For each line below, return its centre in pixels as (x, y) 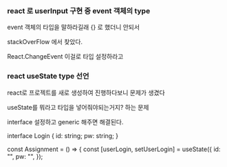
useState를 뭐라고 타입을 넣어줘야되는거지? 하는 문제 (78, 107)
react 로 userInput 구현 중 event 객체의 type (79, 10)
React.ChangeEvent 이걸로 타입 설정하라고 (65, 57)
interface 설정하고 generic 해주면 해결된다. (65, 121)
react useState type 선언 (48, 76)
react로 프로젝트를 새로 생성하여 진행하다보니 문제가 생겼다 (86, 92)
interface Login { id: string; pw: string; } (63, 135)
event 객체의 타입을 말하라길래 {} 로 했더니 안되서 (73, 27)
